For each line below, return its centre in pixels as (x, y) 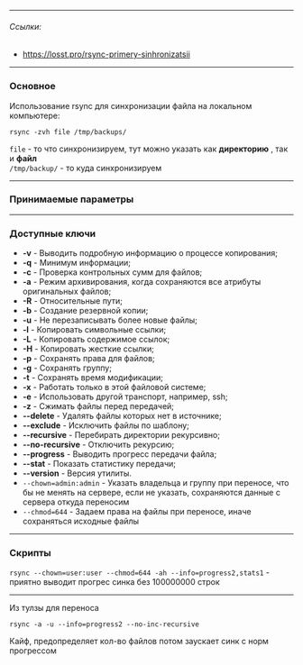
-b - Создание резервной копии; (85, 311)
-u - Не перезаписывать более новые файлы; (110, 320)
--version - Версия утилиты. (77, 473)
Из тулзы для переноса (54, 608)
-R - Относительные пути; (73, 301)
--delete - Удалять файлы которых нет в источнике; (122, 416)
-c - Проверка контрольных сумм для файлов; (112, 272)
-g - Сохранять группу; (67, 368)
